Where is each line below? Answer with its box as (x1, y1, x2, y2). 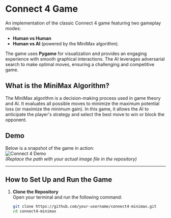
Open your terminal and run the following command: (12, 194, 122, 200)
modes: (5, 25, 21, 31)
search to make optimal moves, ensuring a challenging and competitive (5, 61, 155, 67)
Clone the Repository (12, 189, 59, 195)
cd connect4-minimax (12, 209, 56, 214)
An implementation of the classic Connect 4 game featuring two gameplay (5, 20, 161, 26)
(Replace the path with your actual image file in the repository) (5, 156, 137, 162)
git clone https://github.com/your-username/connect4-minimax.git (12, 204, 157, 209)
